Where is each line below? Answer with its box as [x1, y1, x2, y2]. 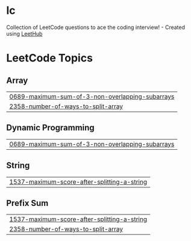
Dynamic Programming [6, 123, 95, 133]
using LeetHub [6, 30, 43, 37]
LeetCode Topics [6, 51, 93, 65]
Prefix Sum [6, 198, 49, 208]
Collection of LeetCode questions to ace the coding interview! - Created [6, 24, 186, 31]
